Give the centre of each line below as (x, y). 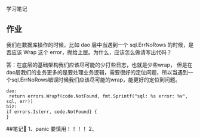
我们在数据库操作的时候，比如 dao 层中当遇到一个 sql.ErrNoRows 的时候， (98, 45)
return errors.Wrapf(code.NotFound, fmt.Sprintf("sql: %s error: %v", (98, 96)
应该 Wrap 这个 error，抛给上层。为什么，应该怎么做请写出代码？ (91, 52)
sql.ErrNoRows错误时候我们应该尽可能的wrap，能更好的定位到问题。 (96, 80)
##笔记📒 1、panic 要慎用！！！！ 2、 (52, 128)
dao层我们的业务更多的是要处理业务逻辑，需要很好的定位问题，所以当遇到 (97, 72)
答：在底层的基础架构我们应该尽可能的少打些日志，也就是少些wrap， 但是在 (99, 65)
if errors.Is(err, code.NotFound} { (52, 112)
